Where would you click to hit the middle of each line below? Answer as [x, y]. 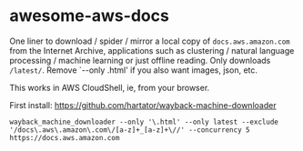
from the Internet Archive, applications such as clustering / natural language [152, 50]
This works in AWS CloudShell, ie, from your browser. [110, 87]
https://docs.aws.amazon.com [65, 137]
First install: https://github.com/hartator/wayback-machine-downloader [143, 105]
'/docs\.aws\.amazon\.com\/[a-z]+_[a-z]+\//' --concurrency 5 [130, 130]
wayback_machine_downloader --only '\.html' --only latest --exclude [144, 122]
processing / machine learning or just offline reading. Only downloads [140, 60]
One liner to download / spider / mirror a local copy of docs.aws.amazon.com [150, 41]
